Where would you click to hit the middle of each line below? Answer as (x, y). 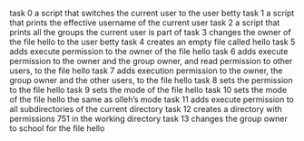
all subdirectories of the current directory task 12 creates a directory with (146, 109)
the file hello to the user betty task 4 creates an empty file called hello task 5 (152, 42)
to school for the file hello (57, 128)
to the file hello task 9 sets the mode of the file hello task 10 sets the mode (148, 90)
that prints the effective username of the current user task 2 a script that (145, 23)
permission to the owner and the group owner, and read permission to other (151, 61)
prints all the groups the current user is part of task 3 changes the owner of (151, 32)
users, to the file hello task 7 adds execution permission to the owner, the (146, 70)
